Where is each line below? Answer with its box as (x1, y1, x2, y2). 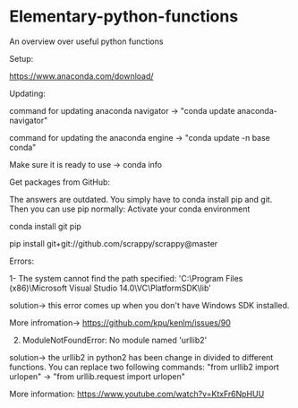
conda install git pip (9, 221, 82, 231)
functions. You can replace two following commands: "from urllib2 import (9, 361, 280, 372)
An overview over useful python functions (9, 36, 164, 47)
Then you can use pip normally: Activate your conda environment (9, 204, 251, 214)
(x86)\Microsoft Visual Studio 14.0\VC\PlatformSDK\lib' (9, 282, 212, 293)
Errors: (9, 256, 35, 266)
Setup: (9, 53, 34, 64)
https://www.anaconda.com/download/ (9, 70, 154, 82)
